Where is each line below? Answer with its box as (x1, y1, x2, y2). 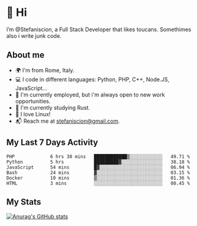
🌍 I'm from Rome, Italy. (15, 67, 75, 74)
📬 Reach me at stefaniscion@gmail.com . (15, 117, 121, 125)
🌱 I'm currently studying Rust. (15, 104, 91, 111)
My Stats (6, 197, 42, 207)
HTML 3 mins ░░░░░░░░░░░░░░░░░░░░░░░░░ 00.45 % (6, 180, 190, 186)
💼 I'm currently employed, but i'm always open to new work (15, 91, 165, 98)
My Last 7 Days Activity (6, 137, 98, 148)
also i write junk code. (6, 32, 62, 39)
